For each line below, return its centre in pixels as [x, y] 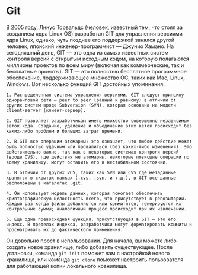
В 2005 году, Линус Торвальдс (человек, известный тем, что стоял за [94, 27]
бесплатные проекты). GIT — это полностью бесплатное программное [96, 71]
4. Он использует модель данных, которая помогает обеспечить [84, 193]
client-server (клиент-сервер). [46, 110]
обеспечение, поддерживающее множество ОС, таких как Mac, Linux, [95, 78]
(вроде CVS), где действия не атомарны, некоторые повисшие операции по [98, 157]
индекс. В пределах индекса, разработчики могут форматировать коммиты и [99, 224]
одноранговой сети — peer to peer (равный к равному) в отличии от [91, 100]
